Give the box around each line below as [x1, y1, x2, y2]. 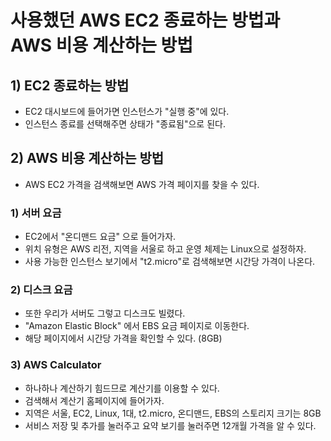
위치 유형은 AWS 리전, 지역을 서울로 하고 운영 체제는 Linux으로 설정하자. [24, 243, 307, 255]
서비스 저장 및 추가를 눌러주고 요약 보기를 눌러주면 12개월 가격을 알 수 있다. [24, 419, 317, 431]
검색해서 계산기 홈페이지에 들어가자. [24, 394, 165, 406]
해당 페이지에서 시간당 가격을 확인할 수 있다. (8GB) [24, 332, 223, 345]
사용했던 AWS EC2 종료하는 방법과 [10, 9, 281, 32]
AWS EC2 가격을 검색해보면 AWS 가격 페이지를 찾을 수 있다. [24, 178, 260, 190]
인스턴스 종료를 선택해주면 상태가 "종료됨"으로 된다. [24, 118, 226, 130]
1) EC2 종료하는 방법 [10, 77, 130, 94]
